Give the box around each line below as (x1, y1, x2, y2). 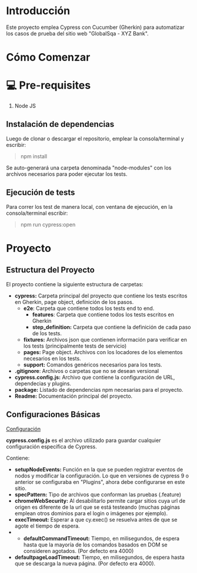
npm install (20, 152, 48, 160)
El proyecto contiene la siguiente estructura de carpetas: (6, 280, 143, 287)
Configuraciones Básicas (6, 410, 101, 420)
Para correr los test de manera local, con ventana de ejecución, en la (6, 203, 173, 210)
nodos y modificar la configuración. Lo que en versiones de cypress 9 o (14, 472, 189, 479)
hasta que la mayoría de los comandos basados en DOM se (23, 541, 168, 548)
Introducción (6, 4, 71, 18)
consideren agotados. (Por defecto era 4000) (23, 547, 134, 554)
